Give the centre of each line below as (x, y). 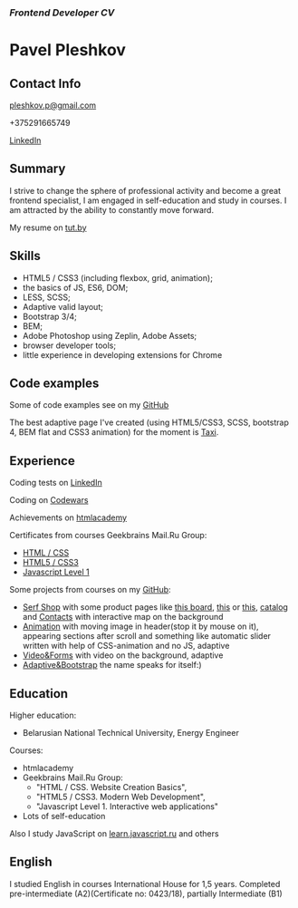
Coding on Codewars (49, 500)
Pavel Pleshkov (68, 50)
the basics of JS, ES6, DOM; (75, 287)
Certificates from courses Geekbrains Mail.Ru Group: (108, 536)
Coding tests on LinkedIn (56, 483)
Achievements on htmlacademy (68, 517)
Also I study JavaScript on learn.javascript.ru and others (114, 833)
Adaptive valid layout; (63, 306)
